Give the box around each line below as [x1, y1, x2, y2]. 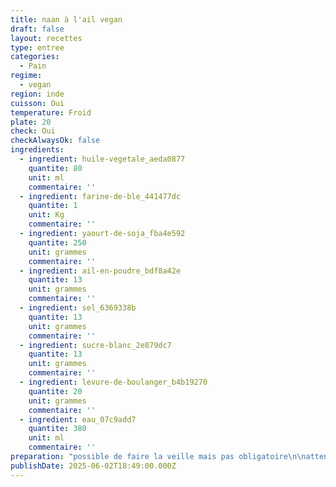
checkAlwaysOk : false [10, 136, 101, 146]
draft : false [10, 24, 65, 34]
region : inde [10, 89, 65, 99]
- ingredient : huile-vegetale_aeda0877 [19, 154, 186, 164]
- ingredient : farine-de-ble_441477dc [19, 191, 182, 201]
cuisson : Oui [10, 98, 65, 108]
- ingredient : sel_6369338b [19, 303, 137, 313]
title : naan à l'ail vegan [10, 14, 123, 25]
